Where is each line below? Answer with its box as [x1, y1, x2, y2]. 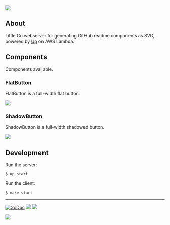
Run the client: [5, 180, 35, 186]
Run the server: [5, 162, 37, 168]
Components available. [5, 66, 53, 72]
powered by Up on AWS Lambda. [5, 38, 75, 44]
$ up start [5, 172, 28, 177]
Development [5, 148, 49, 157]
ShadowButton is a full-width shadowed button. [5, 124, 105, 130]
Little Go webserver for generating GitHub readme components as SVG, [5, 32, 155, 39]
